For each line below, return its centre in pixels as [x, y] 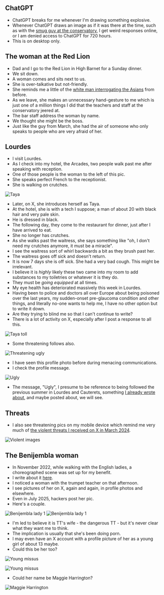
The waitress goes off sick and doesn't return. [59, 257]
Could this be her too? [35, 549]
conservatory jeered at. [36, 110]
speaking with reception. [37, 169]
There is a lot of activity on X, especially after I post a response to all [82, 319]
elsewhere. [23, 493]
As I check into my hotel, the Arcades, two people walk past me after [82, 164]
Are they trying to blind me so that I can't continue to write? [72, 314]
